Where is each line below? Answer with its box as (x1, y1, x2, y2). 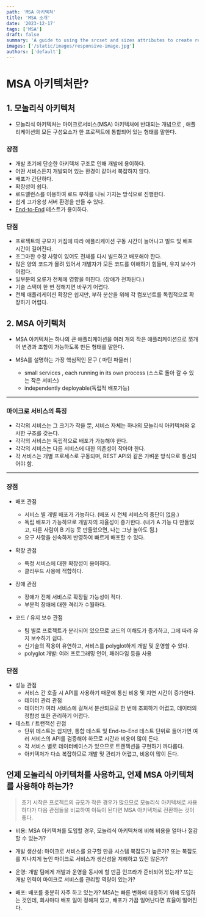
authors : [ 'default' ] (6, 49, 62, 55)
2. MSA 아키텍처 (6, 318, 66, 329)
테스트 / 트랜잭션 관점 (15, 720, 67, 727)
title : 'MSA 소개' (6, 15, 51, 21)
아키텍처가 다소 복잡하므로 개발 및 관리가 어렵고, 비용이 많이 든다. (24, 750, 179, 758)
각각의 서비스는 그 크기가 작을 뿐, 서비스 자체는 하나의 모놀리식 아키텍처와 (15, 422, 190, 429)
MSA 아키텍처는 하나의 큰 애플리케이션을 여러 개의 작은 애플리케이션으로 (15, 335, 187, 343)
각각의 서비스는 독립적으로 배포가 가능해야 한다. (15, 437, 128, 445)
